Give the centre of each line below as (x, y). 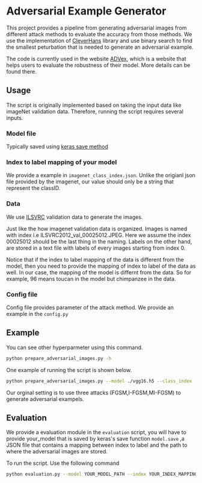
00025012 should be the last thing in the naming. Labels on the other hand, (99, 241)
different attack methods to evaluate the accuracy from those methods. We (99, 34)
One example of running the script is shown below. (69, 370)
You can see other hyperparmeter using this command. (75, 347)
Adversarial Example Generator (86, 11)
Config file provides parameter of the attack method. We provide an (90, 307)
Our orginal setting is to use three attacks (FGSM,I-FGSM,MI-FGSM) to (94, 393)
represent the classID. (33, 188)
